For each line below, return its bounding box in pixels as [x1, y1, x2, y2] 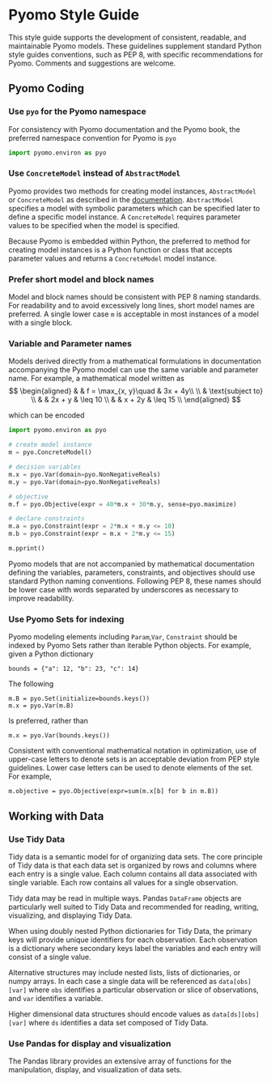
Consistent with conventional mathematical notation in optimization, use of [8, 746, 257, 756]
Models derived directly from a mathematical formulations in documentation [8, 356, 261, 366]
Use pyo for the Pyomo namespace [8, 106, 147, 117]
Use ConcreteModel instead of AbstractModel [8, 168, 180, 179]
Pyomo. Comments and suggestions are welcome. [8, 58, 176, 68]
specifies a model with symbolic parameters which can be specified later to [8, 203, 260, 213]
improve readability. [8, 593, 74, 603]
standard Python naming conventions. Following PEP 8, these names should [8, 576, 261, 586]
